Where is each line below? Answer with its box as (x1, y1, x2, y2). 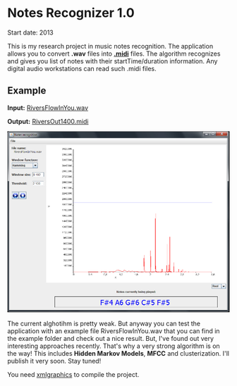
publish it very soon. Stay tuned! (7, 356, 102, 365)
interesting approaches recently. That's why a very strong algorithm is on (7, 342, 220, 350)
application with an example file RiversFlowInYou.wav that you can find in (7, 326, 220, 335)
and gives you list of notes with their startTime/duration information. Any (7, 56, 218, 65)
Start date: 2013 (7, 28, 54, 37)
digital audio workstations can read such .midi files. (7, 64, 157, 73)
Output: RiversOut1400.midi (7, 117, 89, 125)
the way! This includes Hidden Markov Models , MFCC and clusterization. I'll (7, 349, 229, 357)
